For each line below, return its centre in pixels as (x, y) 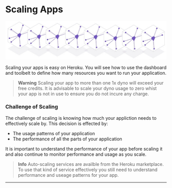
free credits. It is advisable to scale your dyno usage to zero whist (87, 88)
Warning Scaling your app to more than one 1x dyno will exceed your (91, 82)
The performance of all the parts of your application (67, 139)
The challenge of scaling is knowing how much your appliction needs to (81, 118)
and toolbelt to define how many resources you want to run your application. (86, 73)
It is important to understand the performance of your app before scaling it (84, 149)
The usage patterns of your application (54, 133)
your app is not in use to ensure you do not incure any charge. (83, 94)
